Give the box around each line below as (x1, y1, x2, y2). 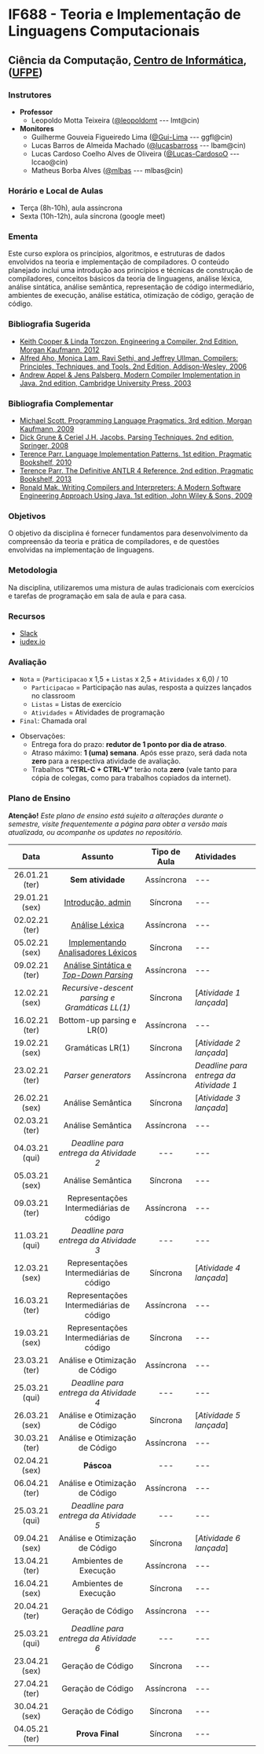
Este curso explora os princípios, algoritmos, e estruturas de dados (8, 249, 225, 259)
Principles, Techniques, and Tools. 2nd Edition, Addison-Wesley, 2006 (19, 362, 247, 371)
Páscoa (83, 1460, 112, 1471)
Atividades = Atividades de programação (31, 708, 165, 717)
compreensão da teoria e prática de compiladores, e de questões (8, 537, 220, 546)
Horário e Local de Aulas (8, 185, 104, 196)
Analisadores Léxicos (57, 947, 137, 958)
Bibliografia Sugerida (8, 318, 91, 329)
